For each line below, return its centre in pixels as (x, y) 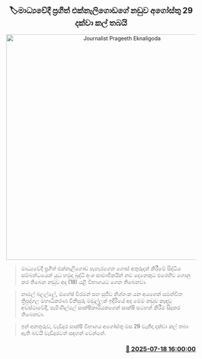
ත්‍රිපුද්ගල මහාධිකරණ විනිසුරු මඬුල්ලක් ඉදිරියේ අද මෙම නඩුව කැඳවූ (96, 301)
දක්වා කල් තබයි (101, 23)
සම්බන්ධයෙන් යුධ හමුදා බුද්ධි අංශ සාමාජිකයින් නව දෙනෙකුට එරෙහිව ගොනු (106, 275)
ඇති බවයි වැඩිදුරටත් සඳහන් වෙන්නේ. (63, 333)
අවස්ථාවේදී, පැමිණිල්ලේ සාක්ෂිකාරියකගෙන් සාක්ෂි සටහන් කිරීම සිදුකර (100, 307)
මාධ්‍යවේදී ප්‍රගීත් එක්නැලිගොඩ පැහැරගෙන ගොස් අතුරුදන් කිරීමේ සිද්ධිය (101, 268)
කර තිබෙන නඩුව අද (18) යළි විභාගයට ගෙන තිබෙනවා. (84, 281)
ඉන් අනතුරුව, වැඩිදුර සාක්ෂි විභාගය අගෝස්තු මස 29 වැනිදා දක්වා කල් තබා (105, 326)
